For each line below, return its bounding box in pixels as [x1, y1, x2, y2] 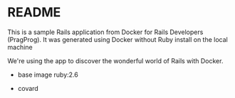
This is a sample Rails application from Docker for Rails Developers [7, 28, 204, 36]
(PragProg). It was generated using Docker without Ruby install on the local [7, 35, 228, 43]
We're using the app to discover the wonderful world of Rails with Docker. [7, 56, 224, 65]
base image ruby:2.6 [17, 70, 78, 79]
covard [17, 84, 39, 92]
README [7, 4, 61, 21]
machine [7, 43, 33, 51]
